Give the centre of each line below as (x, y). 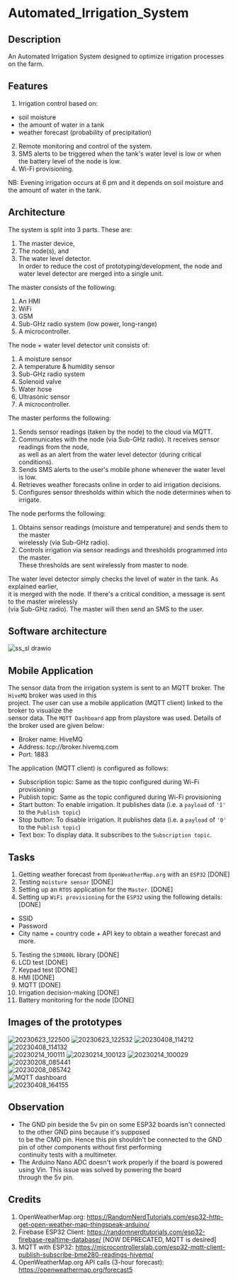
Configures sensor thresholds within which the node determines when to (125, 492)
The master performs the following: (59, 418)
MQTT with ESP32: (46, 1247)
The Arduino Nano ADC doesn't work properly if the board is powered (120, 1162)
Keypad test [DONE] (47, 970)
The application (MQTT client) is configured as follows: (88, 768)
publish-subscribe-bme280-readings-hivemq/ (86, 1254)
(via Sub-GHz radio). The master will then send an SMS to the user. (106, 609)
